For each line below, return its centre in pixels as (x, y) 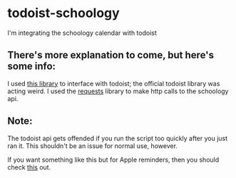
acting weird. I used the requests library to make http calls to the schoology (118, 91)
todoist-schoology (63, 13)
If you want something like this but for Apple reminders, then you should (113, 159)
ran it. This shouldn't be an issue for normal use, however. (93, 146)
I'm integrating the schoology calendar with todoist (82, 33)
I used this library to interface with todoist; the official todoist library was (114, 83)
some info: (31, 67)
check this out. (29, 167)
